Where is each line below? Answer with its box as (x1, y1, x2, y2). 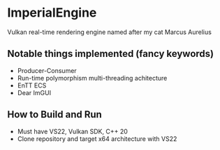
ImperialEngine (7, 5, 97, 21)
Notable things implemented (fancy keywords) (7, 48, 214, 60)
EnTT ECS (17, 81, 47, 90)
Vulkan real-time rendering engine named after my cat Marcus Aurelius (7, 28, 212, 36)
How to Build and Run (7, 109, 103, 121)
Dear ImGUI (17, 88, 51, 97)
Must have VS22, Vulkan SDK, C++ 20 (17, 127, 128, 135)
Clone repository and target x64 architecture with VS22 (17, 134, 177, 143)
